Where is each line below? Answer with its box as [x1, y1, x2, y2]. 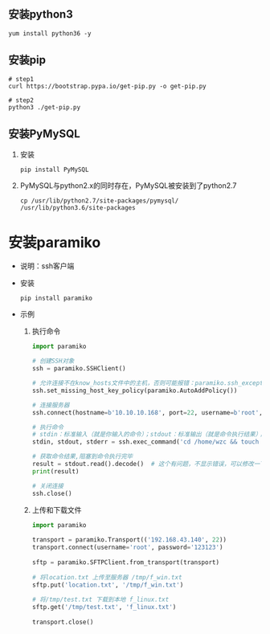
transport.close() [31, 618, 94, 626]
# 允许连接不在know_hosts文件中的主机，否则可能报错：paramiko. [31, 379, 227, 387]
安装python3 [8, 7, 74, 22]
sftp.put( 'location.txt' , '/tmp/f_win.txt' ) [31, 581, 184, 589]
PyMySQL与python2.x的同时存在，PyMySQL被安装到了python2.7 [19, 181, 237, 190]
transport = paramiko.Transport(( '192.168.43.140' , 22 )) [31, 536, 227, 544]
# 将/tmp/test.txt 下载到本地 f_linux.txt [31, 595, 170, 604]
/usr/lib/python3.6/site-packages [19, 204, 136, 212]
